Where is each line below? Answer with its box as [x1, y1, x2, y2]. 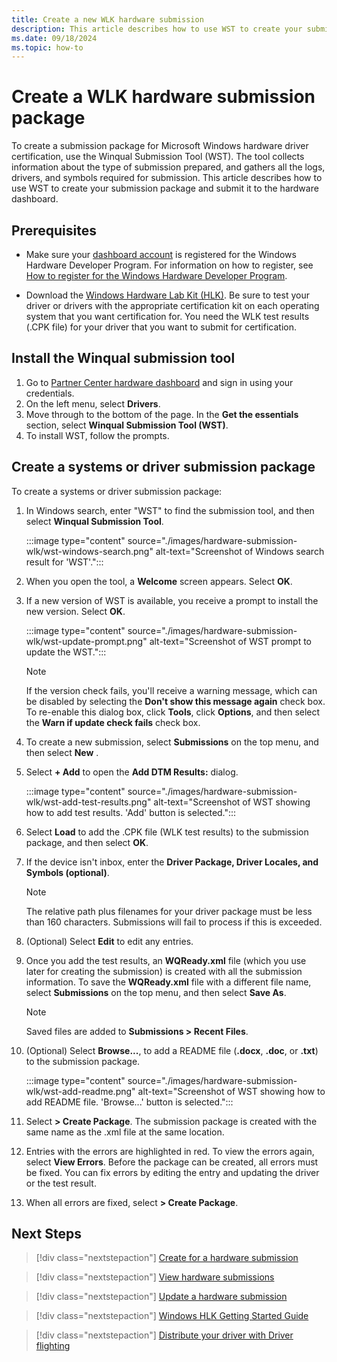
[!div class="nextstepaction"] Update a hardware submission [35, 1291, 288, 1303]
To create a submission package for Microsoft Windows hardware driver [11, 140, 309, 152]
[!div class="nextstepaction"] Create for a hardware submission [35, 1252, 299, 1264]
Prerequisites [11, 222, 97, 239]
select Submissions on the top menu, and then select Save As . [25, 986, 287, 998]
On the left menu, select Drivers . [25, 397, 161, 410]
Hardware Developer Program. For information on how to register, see [25, 259, 314, 271]
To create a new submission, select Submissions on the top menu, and [25, 736, 319, 748]
